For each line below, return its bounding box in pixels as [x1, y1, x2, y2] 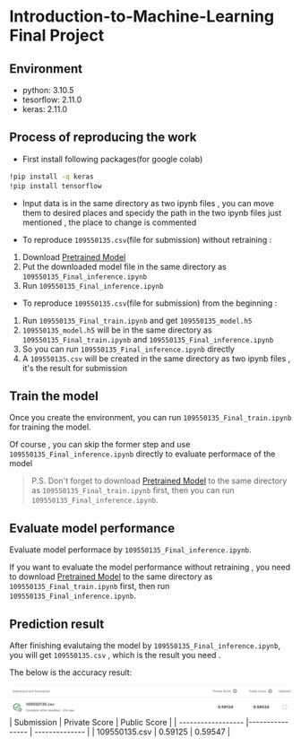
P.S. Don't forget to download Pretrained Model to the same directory [30, 475, 288, 486]
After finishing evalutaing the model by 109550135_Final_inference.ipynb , [9, 640, 280, 651]
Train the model [9, 388, 99, 403]
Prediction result [9, 616, 105, 631]
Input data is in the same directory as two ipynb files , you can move [21, 197, 275, 208]
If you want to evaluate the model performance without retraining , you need [9, 562, 291, 573]
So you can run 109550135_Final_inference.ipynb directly [21, 343, 236, 354]
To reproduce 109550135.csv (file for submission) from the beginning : [21, 298, 278, 308]
